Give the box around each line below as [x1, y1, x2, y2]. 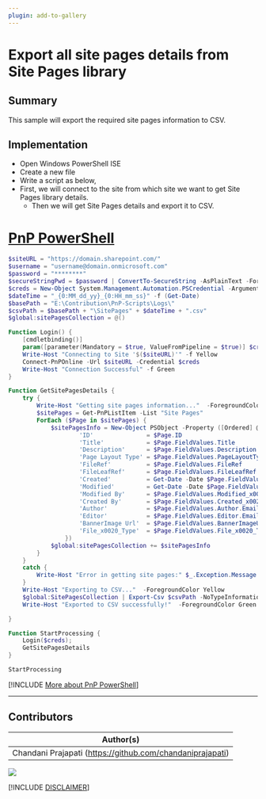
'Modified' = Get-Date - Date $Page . [78, 483, 228, 491]
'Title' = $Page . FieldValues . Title [78, 438, 236, 446]
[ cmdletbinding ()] [22, 336, 83, 344]
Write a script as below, [19, 176, 97, 185]
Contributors [8, 710, 74, 724]
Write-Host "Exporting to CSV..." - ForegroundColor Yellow [22, 586, 225, 594]
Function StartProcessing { [8, 629, 101, 637]
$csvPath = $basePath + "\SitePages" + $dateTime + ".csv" [8, 307, 207, 315]
